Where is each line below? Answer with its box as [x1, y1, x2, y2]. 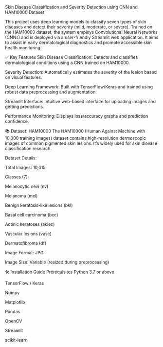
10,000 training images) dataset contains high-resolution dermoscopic [5, 135, 146, 141]
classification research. [5, 146, 52, 151]
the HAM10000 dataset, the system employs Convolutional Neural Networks [5, 29, 158, 35]
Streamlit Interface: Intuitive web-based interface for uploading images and [5, 99, 156, 104]
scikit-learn [5, 337, 28, 343]
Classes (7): [5, 174, 29, 180]
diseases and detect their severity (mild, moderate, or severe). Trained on [5, 24, 152, 30]
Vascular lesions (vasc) [5, 231, 52, 237]
